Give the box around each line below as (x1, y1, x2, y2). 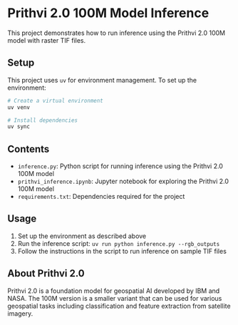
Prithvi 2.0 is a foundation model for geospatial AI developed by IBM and (7, 287, 220, 295)
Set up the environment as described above (17, 232, 147, 240)
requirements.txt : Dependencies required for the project (17, 192, 185, 201)
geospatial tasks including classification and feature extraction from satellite (7, 301, 231, 310)
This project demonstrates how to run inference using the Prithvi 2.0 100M (7, 29, 226, 37)
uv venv (7, 103, 31, 111)
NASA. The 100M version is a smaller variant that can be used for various (7, 294, 222, 302)
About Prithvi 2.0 (7, 267, 85, 279)
